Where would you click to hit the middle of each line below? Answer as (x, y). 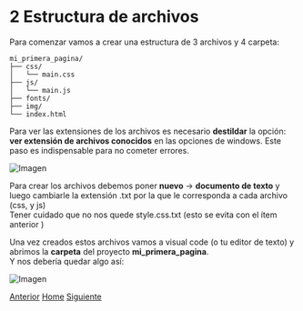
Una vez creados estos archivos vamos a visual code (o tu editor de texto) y (152, 242)
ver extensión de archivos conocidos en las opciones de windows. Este (146, 140)
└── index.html (38, 114)
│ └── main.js (40, 90)
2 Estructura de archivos (104, 17)
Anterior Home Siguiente (56, 296)
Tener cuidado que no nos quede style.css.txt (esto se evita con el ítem (143, 215)
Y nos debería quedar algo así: (67, 261)
